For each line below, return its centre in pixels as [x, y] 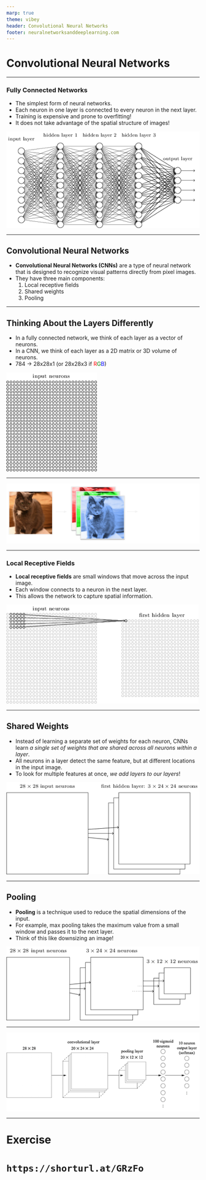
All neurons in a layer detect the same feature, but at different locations [105, 761]
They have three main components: [60, 278]
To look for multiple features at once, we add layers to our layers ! [98, 774]
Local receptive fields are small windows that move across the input [102, 577]
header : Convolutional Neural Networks [57, 26]
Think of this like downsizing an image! [64, 938]
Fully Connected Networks [47, 90]
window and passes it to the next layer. [64, 931]
